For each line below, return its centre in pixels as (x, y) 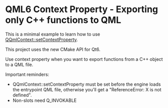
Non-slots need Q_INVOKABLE (45, 100)
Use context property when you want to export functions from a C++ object (84, 59)
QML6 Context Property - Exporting (82, 9)
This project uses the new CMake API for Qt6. (53, 49)
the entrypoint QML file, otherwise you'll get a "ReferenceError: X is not (87, 89)
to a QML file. (19, 64)
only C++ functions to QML (63, 20)
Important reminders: (27, 74)
